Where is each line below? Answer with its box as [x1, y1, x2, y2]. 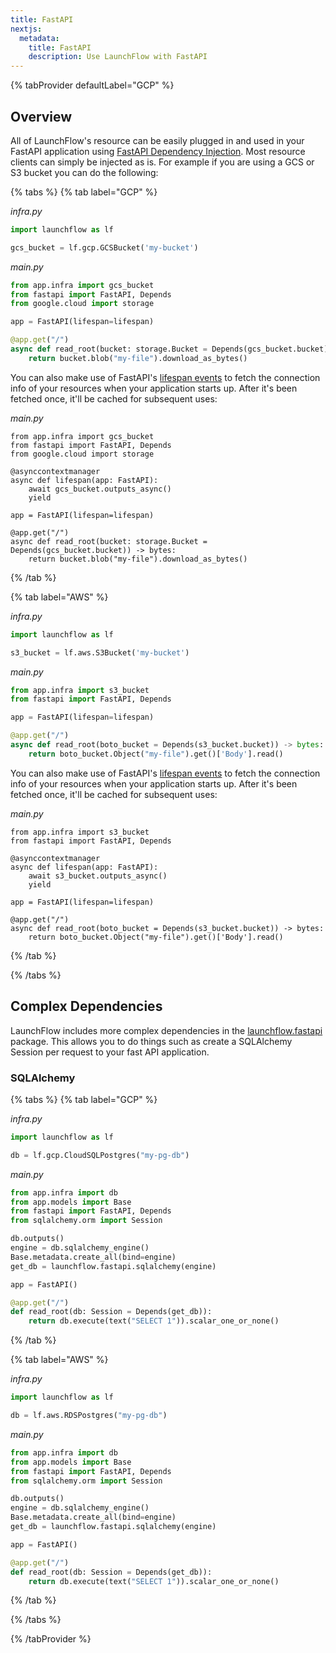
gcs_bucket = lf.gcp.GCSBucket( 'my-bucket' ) [10, 242, 199, 253]
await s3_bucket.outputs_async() [28, 871, 168, 881]
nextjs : [10, 24, 43, 34]
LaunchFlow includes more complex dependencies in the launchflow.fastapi [10, 1024, 323, 1036]
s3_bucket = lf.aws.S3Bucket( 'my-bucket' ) [10, 647, 190, 658]
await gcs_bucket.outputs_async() [28, 484, 172, 494]
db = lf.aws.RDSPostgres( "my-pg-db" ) [10, 1411, 168, 1421]
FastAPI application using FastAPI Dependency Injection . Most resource [10, 145, 306, 157]
